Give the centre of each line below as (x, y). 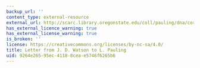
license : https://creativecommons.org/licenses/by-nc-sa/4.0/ (85, 45)
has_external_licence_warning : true (51, 28)
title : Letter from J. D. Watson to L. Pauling (66, 50)
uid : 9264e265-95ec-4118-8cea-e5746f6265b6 (61, 56)
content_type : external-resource (48, 17)
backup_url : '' (25, 12)
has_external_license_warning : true (51, 34)
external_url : (24, 22)
